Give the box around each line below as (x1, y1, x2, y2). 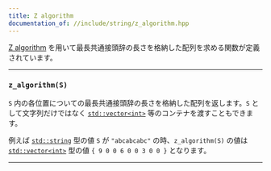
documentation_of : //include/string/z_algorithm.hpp (8, 19, 190, 27)
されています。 (8, 52, 58, 62)
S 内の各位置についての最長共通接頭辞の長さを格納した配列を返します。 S (8, 98, 250, 107)
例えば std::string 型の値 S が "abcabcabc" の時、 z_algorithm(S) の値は (8, 135, 248, 145)
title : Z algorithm (8, 11, 74, 20)
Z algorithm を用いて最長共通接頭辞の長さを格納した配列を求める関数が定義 (8, 42, 261, 52)
